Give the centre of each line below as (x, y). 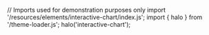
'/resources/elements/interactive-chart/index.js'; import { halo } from (105, 17)
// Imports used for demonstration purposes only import (87, 10)
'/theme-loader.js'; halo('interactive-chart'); (69, 24)
